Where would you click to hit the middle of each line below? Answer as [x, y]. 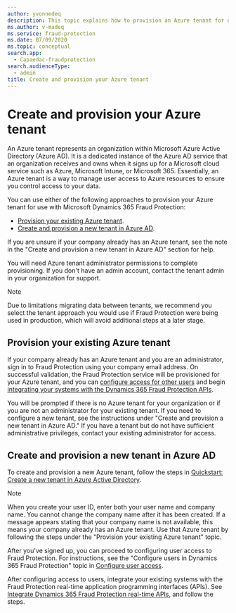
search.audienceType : [39, 66]
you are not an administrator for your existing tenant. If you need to [104, 411]
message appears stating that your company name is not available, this [110, 521]
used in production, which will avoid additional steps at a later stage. [106, 321]
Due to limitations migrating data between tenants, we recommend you [110, 305]
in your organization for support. [54, 278]
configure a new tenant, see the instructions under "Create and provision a [115, 418]
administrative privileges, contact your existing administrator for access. [112, 433]
